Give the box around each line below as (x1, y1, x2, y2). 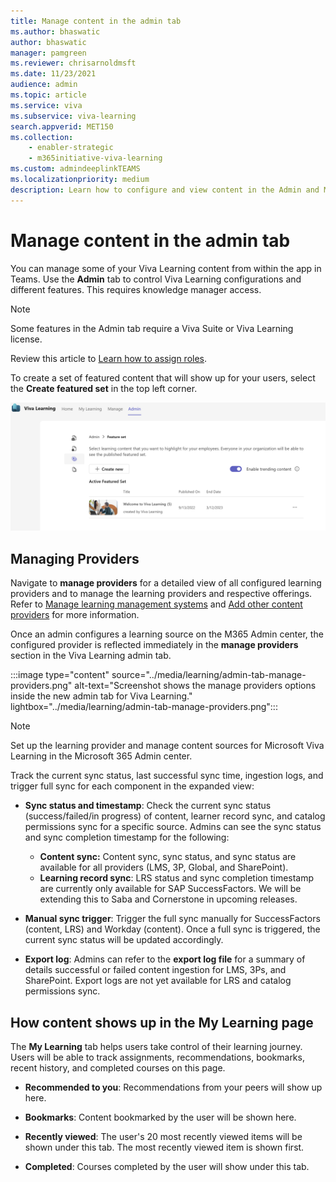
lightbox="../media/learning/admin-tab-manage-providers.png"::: (10, 701, 278, 713)
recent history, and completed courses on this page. (10, 1061, 226, 1074)
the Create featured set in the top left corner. (10, 382, 198, 394)
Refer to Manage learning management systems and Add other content (10, 598, 303, 610)
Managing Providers (10, 550, 140, 567)
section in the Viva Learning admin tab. (10, 650, 172, 662)
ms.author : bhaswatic (10, 26, 101, 37)
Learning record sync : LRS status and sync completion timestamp (39, 872, 315, 884)
